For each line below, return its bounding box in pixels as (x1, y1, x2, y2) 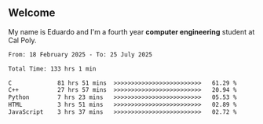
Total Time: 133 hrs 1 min (8, 64, 97, 73)
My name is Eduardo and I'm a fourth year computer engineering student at (8, 27, 255, 36)
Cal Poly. (8, 35, 37, 45)
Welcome (8, 6, 56, 20)
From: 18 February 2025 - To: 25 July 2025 (8, 50, 153, 58)
